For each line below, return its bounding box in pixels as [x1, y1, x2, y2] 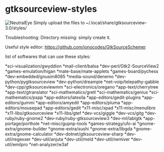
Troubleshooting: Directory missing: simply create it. [5, 34, 111, 40]
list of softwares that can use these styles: [5, 53, 91, 60]
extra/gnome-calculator [5, 131, 53, 137]
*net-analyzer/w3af [28, 141, 69, 147]
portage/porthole [5, 121, 40, 126]
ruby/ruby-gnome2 [5, 115, 43, 121]
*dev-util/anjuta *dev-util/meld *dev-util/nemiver [31, 136, 130, 142]
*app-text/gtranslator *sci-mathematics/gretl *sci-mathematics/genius [5, 89, 148, 95]
